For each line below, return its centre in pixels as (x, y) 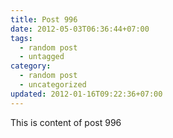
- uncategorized (53, 85)
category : (31, 66)
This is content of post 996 (66, 122)
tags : (21, 38)
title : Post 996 (44, 19)
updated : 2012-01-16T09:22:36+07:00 (86, 94)
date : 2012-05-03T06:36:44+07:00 (80, 29)
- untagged (42, 57)
